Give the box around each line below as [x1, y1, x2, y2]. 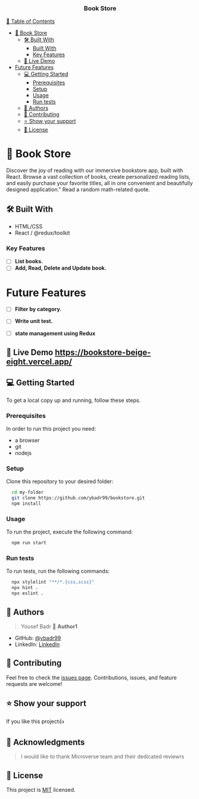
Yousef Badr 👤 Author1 [20, 623, 77, 630]
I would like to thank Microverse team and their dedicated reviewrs [20, 753, 185, 760]
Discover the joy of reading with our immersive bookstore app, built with [6, 167, 184, 174]
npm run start [11, 540, 46, 546]
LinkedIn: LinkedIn [14, 641, 60, 648]
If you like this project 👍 [6, 718, 64, 725]
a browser [14, 437, 40, 444]
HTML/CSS [14, 223, 43, 230]
